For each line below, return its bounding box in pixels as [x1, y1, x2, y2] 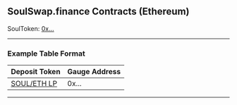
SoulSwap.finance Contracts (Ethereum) [7, 6, 190, 18]
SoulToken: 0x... [7, 24, 54, 32]
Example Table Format [7, 49, 86, 58]
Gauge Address [67, 67, 121, 77]
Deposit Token [11, 67, 61, 77]
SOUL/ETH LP [11, 79, 58, 89]
